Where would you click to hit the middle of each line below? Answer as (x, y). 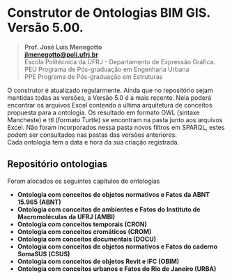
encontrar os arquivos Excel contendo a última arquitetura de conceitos (110, 105)
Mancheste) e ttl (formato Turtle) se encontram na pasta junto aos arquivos (115, 119)
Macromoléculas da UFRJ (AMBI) (66, 216)
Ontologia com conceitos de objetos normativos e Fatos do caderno (117, 246)
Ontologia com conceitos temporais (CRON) (82, 224)
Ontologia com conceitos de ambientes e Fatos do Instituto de (109, 209)
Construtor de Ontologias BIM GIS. (109, 13)
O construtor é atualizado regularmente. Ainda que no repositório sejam (110, 90)
